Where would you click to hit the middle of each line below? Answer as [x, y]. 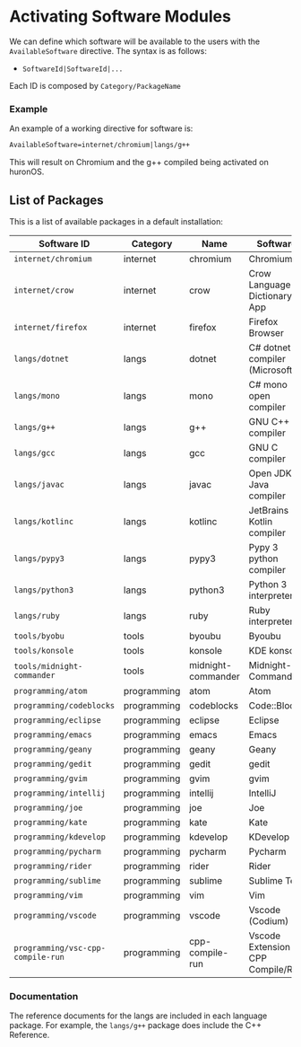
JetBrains [269, 510]
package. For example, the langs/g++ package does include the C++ [136, 1025]
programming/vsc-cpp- [60, 948]
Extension [270, 946]
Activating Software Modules [120, 17]
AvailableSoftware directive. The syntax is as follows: [108, 50]
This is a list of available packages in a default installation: [116, 221]
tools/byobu [39, 636]
